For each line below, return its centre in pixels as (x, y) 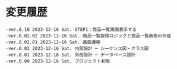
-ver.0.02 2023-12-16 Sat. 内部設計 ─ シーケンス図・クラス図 (77, 48)
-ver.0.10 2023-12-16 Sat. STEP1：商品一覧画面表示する (71, 29)
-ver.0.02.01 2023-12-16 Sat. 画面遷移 (53, 42)
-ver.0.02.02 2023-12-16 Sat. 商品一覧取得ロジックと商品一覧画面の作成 (88, 36)
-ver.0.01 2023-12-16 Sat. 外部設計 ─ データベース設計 (71, 55)
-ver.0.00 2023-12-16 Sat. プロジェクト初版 (58, 61)
